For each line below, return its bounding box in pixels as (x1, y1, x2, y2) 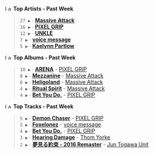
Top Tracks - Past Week (13, 103, 74, 110)
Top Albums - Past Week (13, 54, 76, 61)
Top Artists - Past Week (13, 5, 74, 12)
